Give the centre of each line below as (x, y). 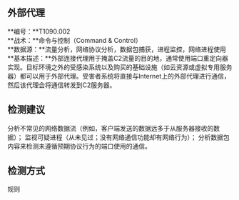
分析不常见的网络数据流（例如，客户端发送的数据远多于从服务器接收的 (111, 128)
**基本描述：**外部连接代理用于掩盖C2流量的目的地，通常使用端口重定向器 (118, 58)
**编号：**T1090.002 (39, 31)
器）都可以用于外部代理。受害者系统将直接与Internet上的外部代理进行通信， (119, 76)
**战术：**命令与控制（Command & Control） (75, 40)
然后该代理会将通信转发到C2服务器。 (62, 85)
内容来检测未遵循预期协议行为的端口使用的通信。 (79, 146)
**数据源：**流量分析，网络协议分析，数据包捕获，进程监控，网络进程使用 (117, 49)
